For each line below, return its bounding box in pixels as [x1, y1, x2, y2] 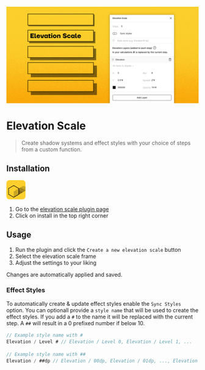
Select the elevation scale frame [15, 252, 96, 260]
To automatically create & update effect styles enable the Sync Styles [6, 300, 181, 307]
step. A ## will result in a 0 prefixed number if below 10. [6, 319, 145, 327]
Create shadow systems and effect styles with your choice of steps [21, 139, 191, 146]
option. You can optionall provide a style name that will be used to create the [6, 306, 199, 314]
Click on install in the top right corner [15, 212, 109, 219]
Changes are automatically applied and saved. [6, 271, 123, 278]
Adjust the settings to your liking [15, 259, 96, 266]
